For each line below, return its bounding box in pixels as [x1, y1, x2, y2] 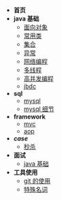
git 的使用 [23, 177, 51, 185]
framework [13, 112, 46, 121]
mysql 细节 [23, 105, 54, 113]
